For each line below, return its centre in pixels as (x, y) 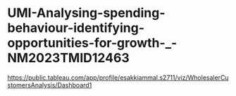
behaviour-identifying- (76, 28)
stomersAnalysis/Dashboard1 (50, 85)
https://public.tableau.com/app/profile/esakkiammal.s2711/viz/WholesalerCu (118, 77)
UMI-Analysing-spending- (86, 13)
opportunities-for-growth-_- (92, 43)
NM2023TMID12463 (68, 58)
